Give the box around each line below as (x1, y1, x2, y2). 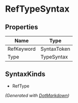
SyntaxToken (40, 45, 71, 52)
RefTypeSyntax (5, 3, 70, 15)
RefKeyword (7, 45, 36, 52)
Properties (5, 23, 38, 31)
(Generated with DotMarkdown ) (5, 92, 70, 98)
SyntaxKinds (5, 70, 46, 79)
